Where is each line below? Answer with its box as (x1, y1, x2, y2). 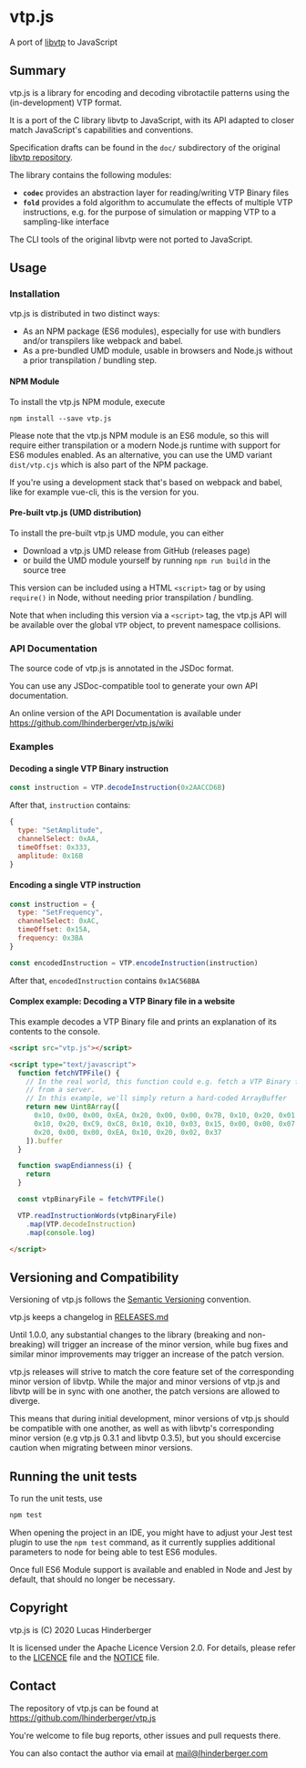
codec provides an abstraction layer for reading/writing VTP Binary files (22, 187, 290, 198)
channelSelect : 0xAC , (17, 917, 100, 926)
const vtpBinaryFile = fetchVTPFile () (17, 1195, 166, 1204)
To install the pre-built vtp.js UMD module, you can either (9, 527, 225, 538)
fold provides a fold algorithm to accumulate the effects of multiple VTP (22, 196, 293, 207)
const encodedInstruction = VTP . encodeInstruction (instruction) (9, 958, 259, 968)
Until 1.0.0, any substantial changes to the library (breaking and (9, 1329, 246, 1340)
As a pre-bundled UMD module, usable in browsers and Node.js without (22, 345, 293, 357)
